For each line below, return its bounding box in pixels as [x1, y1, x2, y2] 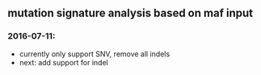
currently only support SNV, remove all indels [19, 48, 170, 59]
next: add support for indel [19, 57, 108, 67]
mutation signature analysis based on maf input [7, 6, 254, 20]
